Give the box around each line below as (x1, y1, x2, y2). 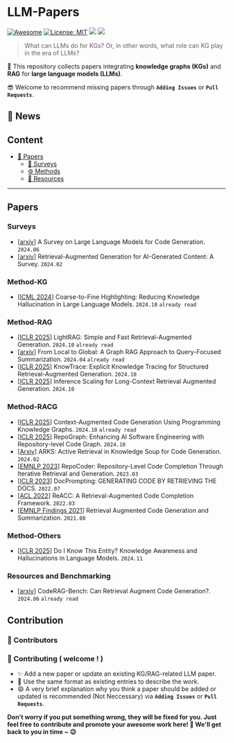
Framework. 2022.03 (17, 498, 75, 507)
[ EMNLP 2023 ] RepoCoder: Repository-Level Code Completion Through (17, 462, 223, 470)
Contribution (7, 614, 64, 626)
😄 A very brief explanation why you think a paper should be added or (17, 684, 216, 693)
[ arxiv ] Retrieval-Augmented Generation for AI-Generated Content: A (17, 252, 214, 261)
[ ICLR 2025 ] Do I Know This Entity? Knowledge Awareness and (17, 547, 198, 555)
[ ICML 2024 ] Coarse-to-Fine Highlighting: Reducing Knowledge (17, 292, 200, 301)
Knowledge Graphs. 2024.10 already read (17, 425, 137, 433)
